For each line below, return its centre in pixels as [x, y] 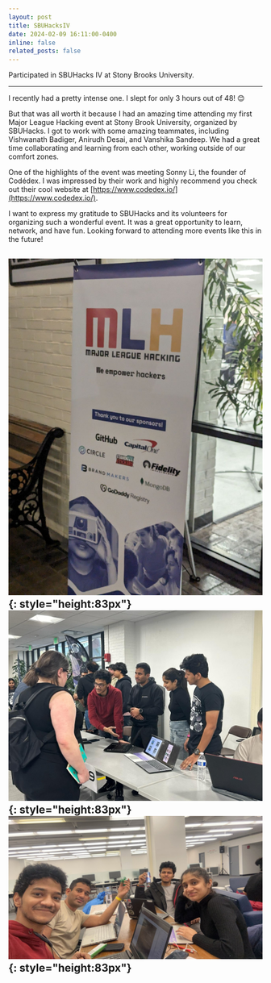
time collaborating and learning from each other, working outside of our [127, 148]
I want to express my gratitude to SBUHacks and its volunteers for [118, 214]
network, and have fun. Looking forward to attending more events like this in [135, 231]
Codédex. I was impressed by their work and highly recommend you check [133, 181]
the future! [26, 240]
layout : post [30, 17]
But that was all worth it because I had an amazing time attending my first [130, 114]
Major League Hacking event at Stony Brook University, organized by [123, 123]
